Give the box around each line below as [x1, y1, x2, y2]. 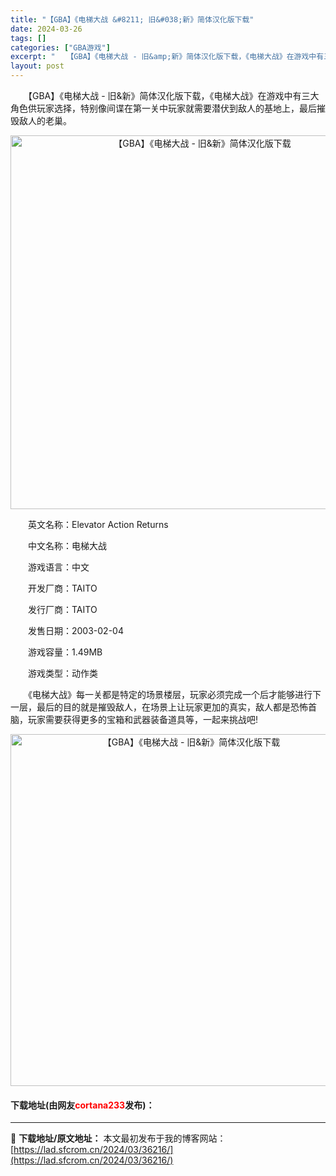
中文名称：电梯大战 [27, 540, 107, 551]
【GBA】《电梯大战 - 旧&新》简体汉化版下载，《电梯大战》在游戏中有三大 [27, 90, 320, 101]
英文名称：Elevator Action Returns [27, 519, 169, 530]
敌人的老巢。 [18, 115, 72, 126]
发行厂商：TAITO [27, 604, 98, 615]
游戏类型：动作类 [27, 667, 98, 679]
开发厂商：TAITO [27, 582, 98, 594]
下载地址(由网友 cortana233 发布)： [10, 1099, 155, 1111]
